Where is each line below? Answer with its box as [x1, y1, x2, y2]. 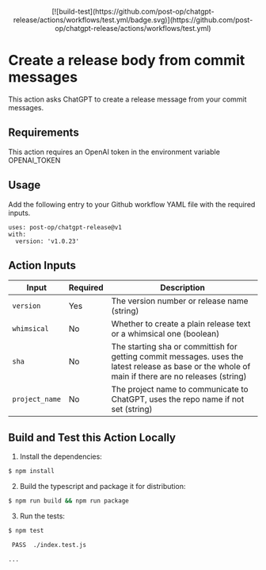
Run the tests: [19, 511, 66, 521]
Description [159, 282, 206, 293]
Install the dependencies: [19, 452, 103, 461]
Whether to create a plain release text [111, 318, 251, 329]
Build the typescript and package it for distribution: [19, 482, 186, 491]
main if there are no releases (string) [111, 371, 247, 382]
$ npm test [8, 526, 44, 534]
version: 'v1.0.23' [15, 237, 80, 245]
